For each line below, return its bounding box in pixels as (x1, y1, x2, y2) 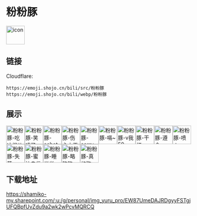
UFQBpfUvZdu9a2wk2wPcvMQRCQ (6, 203, 95, 211)
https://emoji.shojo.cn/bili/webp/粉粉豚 (6, 91, 107, 97)
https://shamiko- (6, 190, 47, 198)
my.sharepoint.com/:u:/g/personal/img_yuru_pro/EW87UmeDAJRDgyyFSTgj (6, 197, 191, 204)
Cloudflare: (6, 72, 34, 80)
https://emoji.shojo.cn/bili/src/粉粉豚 (6, 85, 105, 91)
